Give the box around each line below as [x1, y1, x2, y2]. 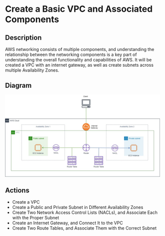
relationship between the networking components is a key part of [5, 52, 137, 57]
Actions [5, 186, 29, 194]
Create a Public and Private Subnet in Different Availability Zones [12, 205, 143, 210]
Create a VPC [12, 199, 40, 205]
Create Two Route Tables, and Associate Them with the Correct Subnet [12, 225, 157, 231]
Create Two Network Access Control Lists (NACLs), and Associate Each [12, 210, 158, 215]
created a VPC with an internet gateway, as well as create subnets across [5, 62, 154, 68]
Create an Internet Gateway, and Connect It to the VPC [12, 220, 123, 226]
